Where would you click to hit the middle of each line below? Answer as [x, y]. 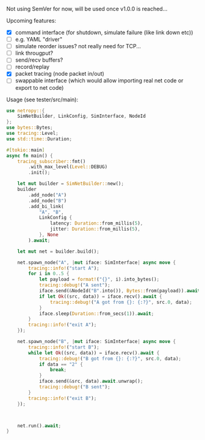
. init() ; [39, 173]
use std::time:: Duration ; [39, 139]
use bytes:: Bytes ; [30, 128]
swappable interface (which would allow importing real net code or [99, 81]
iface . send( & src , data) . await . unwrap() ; [91, 381]
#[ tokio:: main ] [26, 150]
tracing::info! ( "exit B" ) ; [63, 398]
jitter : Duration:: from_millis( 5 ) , [95, 229]
